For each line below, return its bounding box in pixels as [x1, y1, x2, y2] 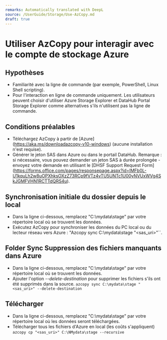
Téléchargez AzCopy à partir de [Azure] [12, 136, 95, 142]
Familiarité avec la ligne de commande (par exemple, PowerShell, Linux [12, 82, 159, 88]
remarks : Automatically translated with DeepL [5, 7, 104, 12]
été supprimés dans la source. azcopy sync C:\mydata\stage [12, 281, 136, 287]
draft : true [5, 16, 30, 21]
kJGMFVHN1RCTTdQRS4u [12, 178, 67, 184]
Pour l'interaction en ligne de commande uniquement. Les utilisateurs [12, 92, 156, 98]
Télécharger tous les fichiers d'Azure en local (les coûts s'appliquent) [12, 324, 155, 330]
